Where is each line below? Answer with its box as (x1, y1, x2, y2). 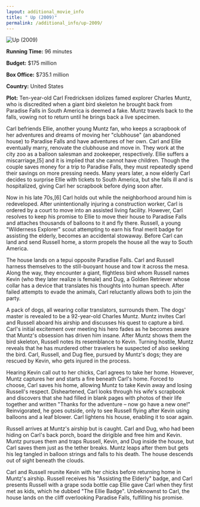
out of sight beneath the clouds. (6, 457, 85, 464)
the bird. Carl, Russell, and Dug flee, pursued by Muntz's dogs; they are (6, 351, 183, 358)
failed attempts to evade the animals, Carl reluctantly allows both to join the (6, 288, 192, 295)
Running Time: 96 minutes (6, 48, 73, 55)
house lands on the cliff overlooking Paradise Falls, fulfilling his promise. (6, 494, 184, 501)
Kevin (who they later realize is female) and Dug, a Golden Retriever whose (6, 276, 190, 283)
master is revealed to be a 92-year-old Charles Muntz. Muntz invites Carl (6, 313, 186, 320)
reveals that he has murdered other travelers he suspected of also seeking (6, 345, 189, 352)
